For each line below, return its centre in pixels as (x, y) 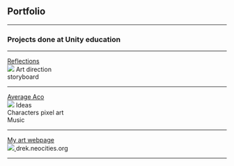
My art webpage (31, 140)
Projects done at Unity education (64, 39)
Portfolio (26, 12)
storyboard (23, 77)
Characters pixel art (36, 113)
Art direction (34, 70)
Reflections (23, 61)
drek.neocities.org (42, 149)
